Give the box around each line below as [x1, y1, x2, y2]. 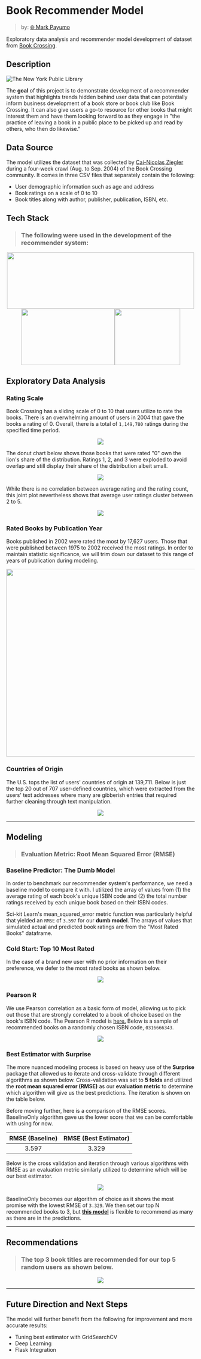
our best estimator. [6, 1172, 53, 1180]
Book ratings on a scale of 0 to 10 [14, 189, 98, 196]
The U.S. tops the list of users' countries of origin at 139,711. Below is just [6, 778, 187, 785]
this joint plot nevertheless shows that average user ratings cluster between [6, 491, 193, 498]
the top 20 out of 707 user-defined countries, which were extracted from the [6, 785, 195, 792]
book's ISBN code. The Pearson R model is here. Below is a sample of [6, 1017, 178, 1025]
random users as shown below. [20, 1263, 114, 1271]
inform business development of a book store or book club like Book [6, 100, 175, 107]
